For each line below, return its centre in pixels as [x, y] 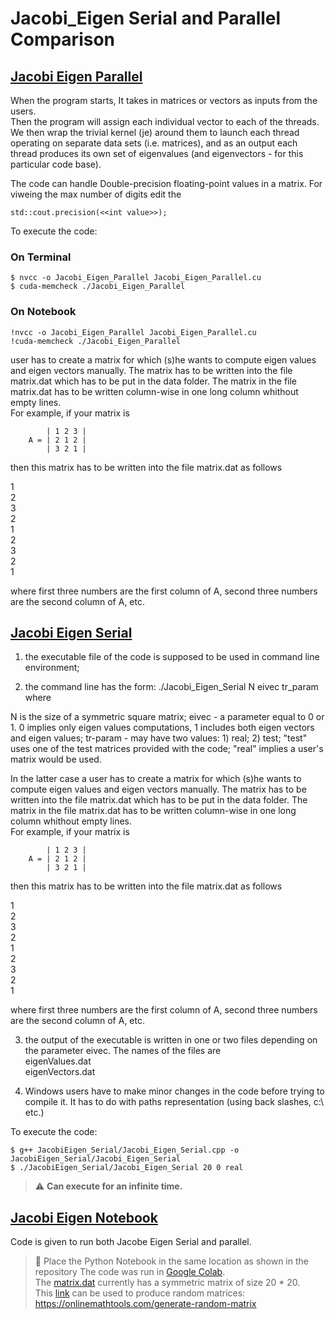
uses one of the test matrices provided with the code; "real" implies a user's [167, 749]
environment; [52, 668]
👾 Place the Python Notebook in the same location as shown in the [171, 1261]
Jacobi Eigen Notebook [84, 1217]
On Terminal [41, 257]
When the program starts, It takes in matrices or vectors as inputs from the [164, 100]
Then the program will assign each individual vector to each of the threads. [165, 121]
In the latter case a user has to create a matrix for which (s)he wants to [156, 779]
